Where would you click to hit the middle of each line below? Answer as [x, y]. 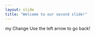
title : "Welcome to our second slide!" [46, 14]
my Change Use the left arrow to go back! [48, 28]
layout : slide [20, 10]
